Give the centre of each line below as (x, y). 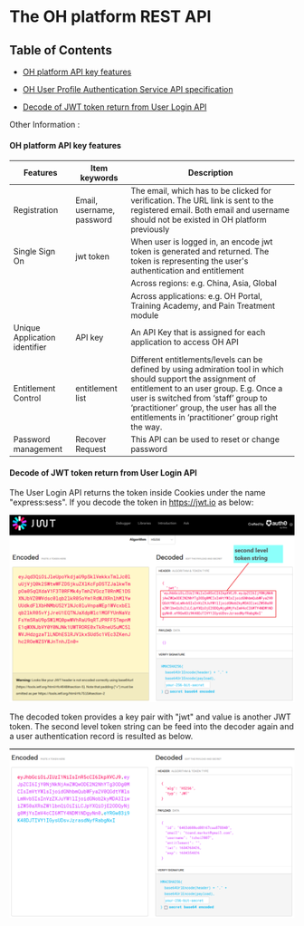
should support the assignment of (193, 379)
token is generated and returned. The (200, 252)
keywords (99, 178)
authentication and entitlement (187, 271)
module (145, 315)
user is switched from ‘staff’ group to (199, 398)
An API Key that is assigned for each (198, 333)
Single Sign (34, 252)
